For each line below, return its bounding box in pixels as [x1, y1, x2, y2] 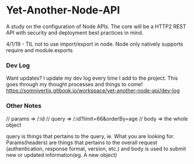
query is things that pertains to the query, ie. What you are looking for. [6, 132, 175, 139]
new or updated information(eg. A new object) [6, 151, 117, 158]
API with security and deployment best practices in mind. [6, 29, 144, 36]
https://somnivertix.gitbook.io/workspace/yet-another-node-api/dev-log [6, 87, 180, 94]
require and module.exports [6, 46, 73, 53]
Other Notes [6, 102, 42, 110]
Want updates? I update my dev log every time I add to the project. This [6, 74, 178, 82]
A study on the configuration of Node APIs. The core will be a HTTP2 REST [6, 23, 186, 30]
